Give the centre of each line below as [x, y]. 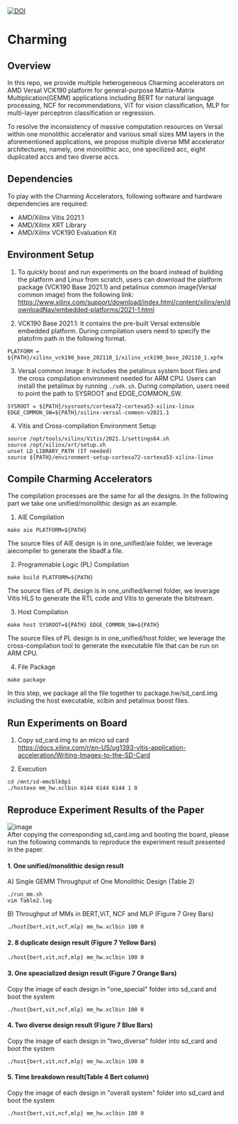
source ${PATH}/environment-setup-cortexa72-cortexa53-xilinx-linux [110, 457]
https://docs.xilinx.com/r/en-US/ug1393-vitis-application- [102, 747]
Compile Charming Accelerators [80, 479]
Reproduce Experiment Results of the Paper [106, 809]
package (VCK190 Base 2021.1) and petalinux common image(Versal [117, 286]
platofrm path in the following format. [72, 338]
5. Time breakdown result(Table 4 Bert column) [78, 1077]
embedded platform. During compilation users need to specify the [114, 330]
